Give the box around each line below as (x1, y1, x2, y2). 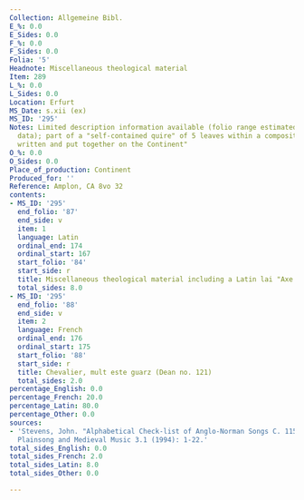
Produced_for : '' (9, 173, 75, 182)
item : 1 (17, 224, 47, 233)
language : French (17, 326, 83, 335)
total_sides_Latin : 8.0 (9, 460, 100, 470)
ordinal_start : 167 (17, 250, 91, 259)
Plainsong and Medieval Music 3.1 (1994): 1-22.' (17, 435, 208, 445)
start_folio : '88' (17, 350, 88, 359)
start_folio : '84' (17, 258, 88, 268)
